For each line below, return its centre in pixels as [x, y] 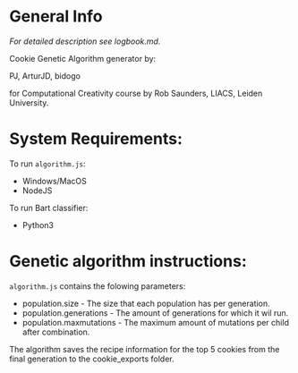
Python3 [38, 225]
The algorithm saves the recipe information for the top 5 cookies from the [145, 349]
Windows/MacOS [55, 181]
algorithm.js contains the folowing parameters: [98, 286]
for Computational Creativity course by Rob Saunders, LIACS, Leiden [136, 93]
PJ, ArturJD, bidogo [45, 76]
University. [29, 102]
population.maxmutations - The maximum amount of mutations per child [155, 322]
